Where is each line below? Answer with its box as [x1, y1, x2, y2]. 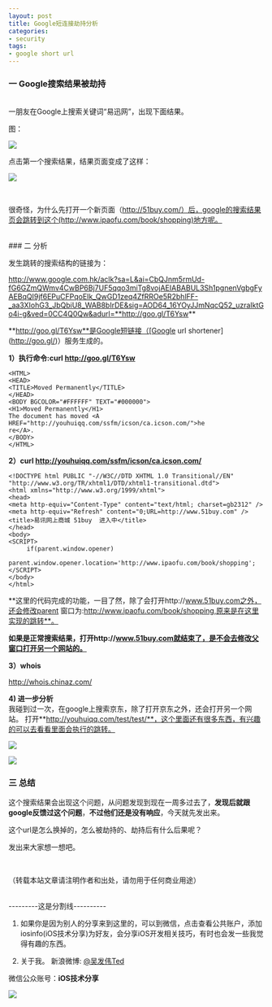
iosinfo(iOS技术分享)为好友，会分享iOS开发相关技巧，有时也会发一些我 [19, 928, 257, 938]
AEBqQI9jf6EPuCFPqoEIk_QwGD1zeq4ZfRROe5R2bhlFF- [8, 292, 199, 302]
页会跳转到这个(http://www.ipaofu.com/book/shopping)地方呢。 [8, 215, 222, 225]
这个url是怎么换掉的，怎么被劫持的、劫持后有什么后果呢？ [8, 825, 203, 835]
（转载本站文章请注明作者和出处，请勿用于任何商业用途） [8, 875, 201, 885]
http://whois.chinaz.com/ [8, 677, 93, 687]
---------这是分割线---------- [8, 900, 107, 911]
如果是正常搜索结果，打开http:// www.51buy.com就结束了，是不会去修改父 [8, 634, 259, 643]
